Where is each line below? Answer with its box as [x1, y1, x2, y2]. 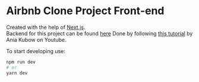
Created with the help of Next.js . [6, 24, 86, 31]
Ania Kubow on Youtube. [6, 36, 67, 43]
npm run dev [6, 59, 36, 65]
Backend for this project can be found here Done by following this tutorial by [6, 29, 193, 37]
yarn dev [6, 70, 28, 76]
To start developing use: [6, 47, 65, 54]
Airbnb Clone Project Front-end [6, 4, 165, 18]
